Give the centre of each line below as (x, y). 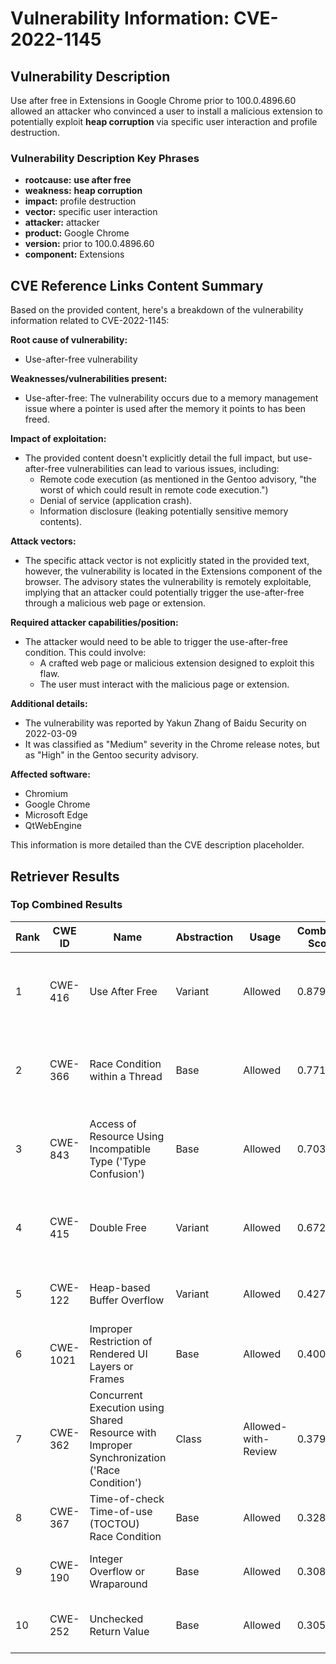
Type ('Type (118, 1161)
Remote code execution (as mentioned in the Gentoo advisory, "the (178, 479)
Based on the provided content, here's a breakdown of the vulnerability (157, 310)
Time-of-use (121, 1511)
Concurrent (116, 1395)
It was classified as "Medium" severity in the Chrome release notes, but (172, 744)
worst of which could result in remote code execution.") (154, 490)
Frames (107, 1379)
